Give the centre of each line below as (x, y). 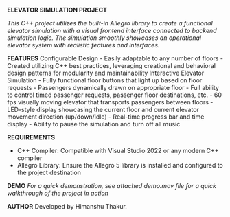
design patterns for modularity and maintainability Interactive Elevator (106, 73)
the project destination (49, 172)
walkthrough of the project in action (58, 193)
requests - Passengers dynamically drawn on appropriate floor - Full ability (113, 88)
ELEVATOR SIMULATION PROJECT (57, 10)
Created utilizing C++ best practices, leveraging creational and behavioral (112, 66)
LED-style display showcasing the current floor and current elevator (103, 110)
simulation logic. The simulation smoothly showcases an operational (104, 38)
